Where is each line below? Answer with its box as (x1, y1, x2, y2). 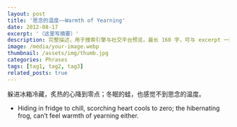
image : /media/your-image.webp (7, 43, 99, 50)
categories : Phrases (7, 56, 68, 64)
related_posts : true (7, 69, 68, 76)
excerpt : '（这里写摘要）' (7, 30, 80, 37)
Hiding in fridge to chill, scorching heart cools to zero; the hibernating (17, 104, 220, 112)
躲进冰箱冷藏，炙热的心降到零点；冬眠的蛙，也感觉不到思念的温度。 (7, 90, 205, 98)
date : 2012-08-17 (7, 23, 59, 30)
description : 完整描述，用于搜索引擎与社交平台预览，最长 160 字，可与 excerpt (7, 37, 221, 44)
